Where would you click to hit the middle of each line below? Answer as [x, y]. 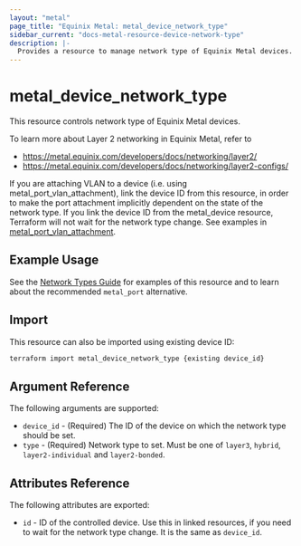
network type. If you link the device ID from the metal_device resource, [141, 213]
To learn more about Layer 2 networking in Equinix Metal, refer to [131, 139]
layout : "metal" [40, 18]
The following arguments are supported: [85, 408]
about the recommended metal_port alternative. [99, 292]
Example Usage [54, 260]
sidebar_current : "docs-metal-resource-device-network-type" [127, 34]
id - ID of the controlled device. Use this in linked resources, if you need [157, 522]
